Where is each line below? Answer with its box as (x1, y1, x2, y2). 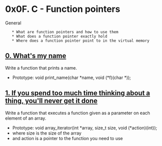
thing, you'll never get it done (5, 97, 98, 105)
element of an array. (5, 115, 47, 121)
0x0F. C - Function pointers (5, 3, 120, 15)
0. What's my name (5, 52, 66, 60)
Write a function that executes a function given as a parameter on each (5, 110, 150, 116)
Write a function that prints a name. (5, 65, 77, 71)
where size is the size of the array (12, 130, 82, 136)
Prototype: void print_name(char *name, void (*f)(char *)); (12, 74, 131, 80)
